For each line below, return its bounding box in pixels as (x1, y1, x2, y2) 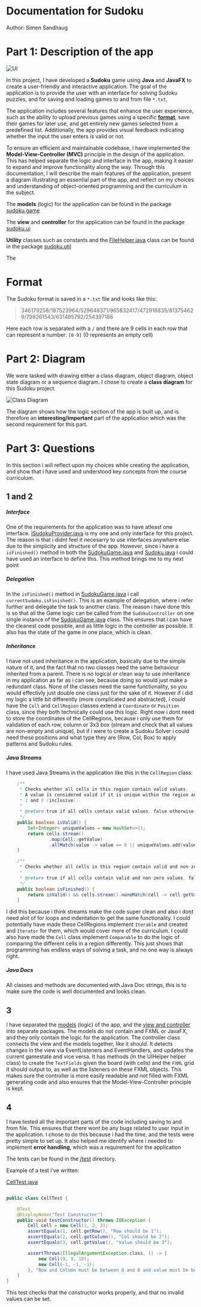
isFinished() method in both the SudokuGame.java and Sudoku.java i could (6, 549, 193, 556)
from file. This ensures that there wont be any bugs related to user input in (6, 1124, 190, 1131)
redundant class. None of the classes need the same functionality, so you (6, 683, 187, 690)
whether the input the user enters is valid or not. (6, 132, 125, 140)
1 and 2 (6, 491, 33, 502)
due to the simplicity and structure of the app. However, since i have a (6, 542, 179, 550)
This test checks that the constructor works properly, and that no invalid (6, 1289, 184, 1296)
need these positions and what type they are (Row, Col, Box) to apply (6, 734, 176, 741)
